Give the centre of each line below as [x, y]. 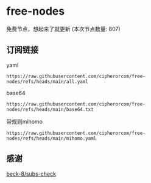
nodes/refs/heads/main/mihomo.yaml [51, 138]
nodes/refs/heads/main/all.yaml [47, 81]
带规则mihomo [24, 121]
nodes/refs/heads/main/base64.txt [50, 109]
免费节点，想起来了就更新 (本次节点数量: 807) [63, 29]
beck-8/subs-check [31, 174]
